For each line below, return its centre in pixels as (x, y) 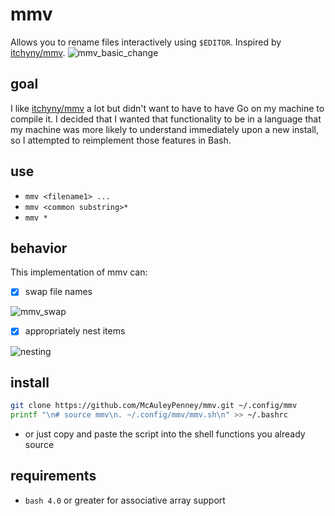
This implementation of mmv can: (79, 272)
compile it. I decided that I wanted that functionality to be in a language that (166, 119)
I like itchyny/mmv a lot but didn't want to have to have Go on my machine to (167, 108)
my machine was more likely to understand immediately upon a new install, (165, 129)
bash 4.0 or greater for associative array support (125, 500)
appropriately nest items (75, 331)
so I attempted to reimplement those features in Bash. (121, 140)
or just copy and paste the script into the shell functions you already (165, 434)
